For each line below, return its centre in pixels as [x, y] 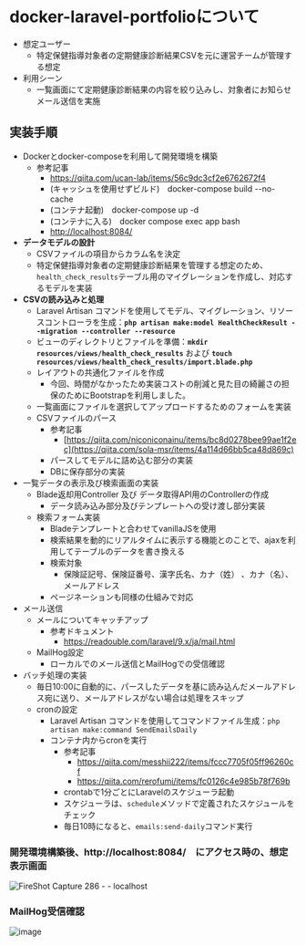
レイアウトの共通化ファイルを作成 [100, 372]
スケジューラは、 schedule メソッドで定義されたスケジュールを [179, 803]
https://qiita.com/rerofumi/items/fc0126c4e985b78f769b [184, 781]
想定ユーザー [46, 44]
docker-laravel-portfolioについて [134, 17]
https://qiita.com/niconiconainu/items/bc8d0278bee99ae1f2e [182, 439]
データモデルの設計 [59, 242]
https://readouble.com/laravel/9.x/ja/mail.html [149, 641]
